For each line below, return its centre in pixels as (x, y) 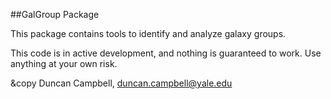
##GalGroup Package (55, 14)
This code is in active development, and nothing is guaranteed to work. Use (166, 53)
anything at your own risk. (64, 63)
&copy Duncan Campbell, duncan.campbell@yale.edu (121, 83)
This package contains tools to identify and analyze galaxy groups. (148, 33)
